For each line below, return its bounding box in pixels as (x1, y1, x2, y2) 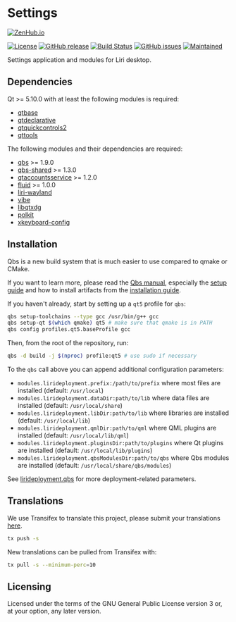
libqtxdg (17, 203, 42, 211)
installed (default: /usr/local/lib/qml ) (17, 431, 129, 440)
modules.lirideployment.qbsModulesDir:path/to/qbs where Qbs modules (17, 454, 230, 462)
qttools (17, 130, 38, 139)
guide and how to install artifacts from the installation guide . (7, 285, 181, 294)
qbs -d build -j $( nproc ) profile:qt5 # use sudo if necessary (7, 352, 197, 360)
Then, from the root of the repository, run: (7, 339, 129, 347)
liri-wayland (17, 188, 52, 197)
